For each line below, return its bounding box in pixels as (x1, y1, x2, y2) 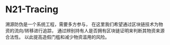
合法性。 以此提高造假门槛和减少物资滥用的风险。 (5, 34, 110, 40)
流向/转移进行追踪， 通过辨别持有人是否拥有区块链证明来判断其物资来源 (14, 27, 165, 34)
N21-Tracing (5, 4, 59, 15)
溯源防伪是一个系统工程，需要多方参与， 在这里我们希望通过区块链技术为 (5, 21, 159, 27)
